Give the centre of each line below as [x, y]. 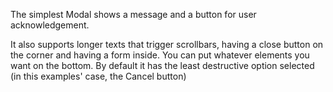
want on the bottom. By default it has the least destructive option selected [162, 65]
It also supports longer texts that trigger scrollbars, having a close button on [167, 44]
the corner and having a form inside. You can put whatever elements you [160, 55]
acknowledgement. [50, 25]
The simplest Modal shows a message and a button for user [133, 14]
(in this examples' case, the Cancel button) [98, 76]
